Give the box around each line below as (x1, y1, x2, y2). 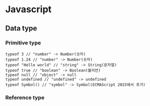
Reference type (5, 94, 45, 101)
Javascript (5, 4, 52, 15)
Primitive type (5, 39, 41, 46)
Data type (5, 24, 37, 33)
